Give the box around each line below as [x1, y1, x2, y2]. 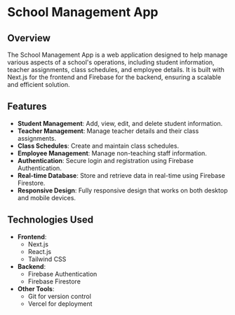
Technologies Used [7, 214, 93, 226]
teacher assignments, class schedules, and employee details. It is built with [7, 66, 224, 73]
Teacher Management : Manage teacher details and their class [17, 127, 199, 135]
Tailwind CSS [27, 255, 67, 263]
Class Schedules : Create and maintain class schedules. [17, 141, 180, 150]
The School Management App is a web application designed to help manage [7, 50, 228, 59]
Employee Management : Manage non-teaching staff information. [17, 148, 207, 157]
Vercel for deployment [27, 299, 93, 308]
